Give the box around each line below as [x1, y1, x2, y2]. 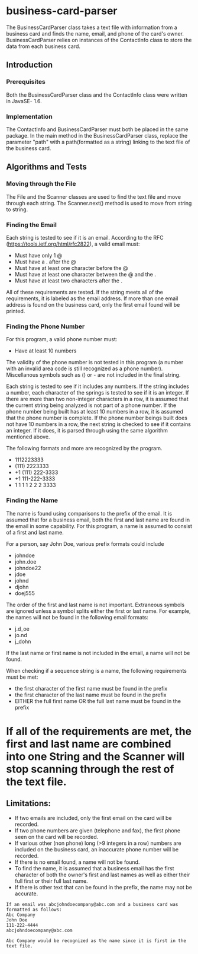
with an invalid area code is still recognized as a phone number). [6, 365, 163, 372]
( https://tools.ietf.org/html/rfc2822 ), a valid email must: [6, 240, 140, 247]
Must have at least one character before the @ [14, 264, 128, 271]
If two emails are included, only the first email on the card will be [14, 814, 173, 821]
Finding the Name [6, 497, 58, 505]
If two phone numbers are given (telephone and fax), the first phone [14, 826, 181, 834]
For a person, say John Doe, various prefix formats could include [6, 540, 164, 547]
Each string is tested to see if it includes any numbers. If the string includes [6, 383, 189, 390]
